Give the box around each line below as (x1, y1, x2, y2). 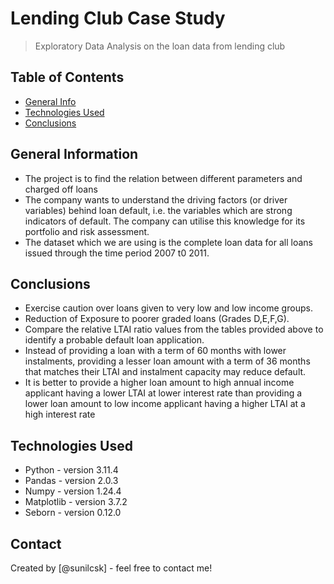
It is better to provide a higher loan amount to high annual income (24, 377, 295, 389)
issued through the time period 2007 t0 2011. (24, 247, 210, 259)
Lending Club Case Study (10, 7, 226, 30)
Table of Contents (10, 69, 125, 86)
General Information (10, 146, 139, 163)
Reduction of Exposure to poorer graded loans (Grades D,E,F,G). (24, 313, 290, 325)
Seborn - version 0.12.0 (24, 507, 122, 519)
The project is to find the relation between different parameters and (24, 172, 303, 184)
